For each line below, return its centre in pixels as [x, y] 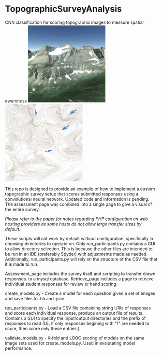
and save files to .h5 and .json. [36, 298]
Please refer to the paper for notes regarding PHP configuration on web [77, 219]
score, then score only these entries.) [42, 328]
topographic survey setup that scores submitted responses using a [72, 194]
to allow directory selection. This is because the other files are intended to [79, 249]
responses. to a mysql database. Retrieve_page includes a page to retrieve [79, 279]
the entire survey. [22, 209]
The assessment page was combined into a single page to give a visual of [79, 204]
